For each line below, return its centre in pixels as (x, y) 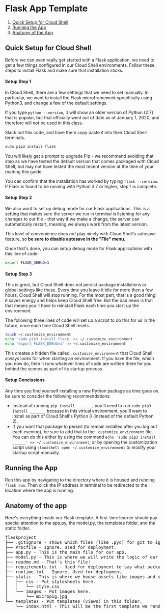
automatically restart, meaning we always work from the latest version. (77, 224)
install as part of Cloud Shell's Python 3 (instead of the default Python (83, 416)
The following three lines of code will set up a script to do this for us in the (80, 320)
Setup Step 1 (18, 82)
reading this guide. (24, 171)
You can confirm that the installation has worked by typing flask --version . (82, 181)
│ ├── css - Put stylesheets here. (51, 582)
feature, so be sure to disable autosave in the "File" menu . (65, 239)
